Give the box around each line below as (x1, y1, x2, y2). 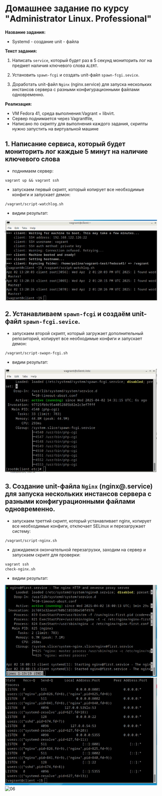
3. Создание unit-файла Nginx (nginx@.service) (5, 482, 153, 491)
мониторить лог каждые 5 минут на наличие (5, 147, 148, 156)
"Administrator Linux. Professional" (5, 13, 152, 24)
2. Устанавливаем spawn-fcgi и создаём (5, 310, 131, 318)
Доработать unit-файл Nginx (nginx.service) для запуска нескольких (12, 81, 152, 87)
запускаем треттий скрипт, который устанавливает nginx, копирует (12, 518, 152, 524)
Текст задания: (5, 48, 38, 54)
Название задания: (5, 29, 46, 35)
